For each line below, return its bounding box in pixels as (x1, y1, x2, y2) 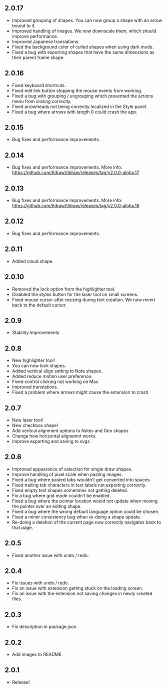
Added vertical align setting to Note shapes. (11, 368, 103, 374)
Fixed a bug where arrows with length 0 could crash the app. (11, 108, 137, 114)
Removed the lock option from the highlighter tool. (11, 286, 115, 292)
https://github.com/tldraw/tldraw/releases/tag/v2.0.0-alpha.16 (11, 202, 139, 209)
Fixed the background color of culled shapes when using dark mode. (11, 43, 154, 49)
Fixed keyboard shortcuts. (11, 82, 66, 88)
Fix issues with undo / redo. (11, 580, 69, 586)
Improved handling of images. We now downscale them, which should (11, 27, 156, 34)
